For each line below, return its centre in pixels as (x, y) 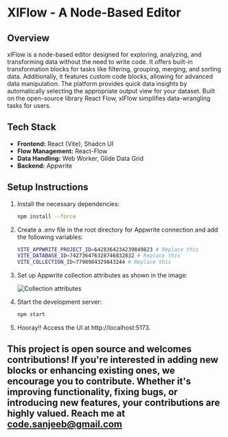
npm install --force (46, 216)
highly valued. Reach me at (66, 414)
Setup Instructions (48, 187)
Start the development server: (59, 302)
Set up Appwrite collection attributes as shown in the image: (102, 276)
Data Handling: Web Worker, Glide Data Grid (80, 158)
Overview (28, 38)
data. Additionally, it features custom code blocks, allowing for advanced (110, 76)
